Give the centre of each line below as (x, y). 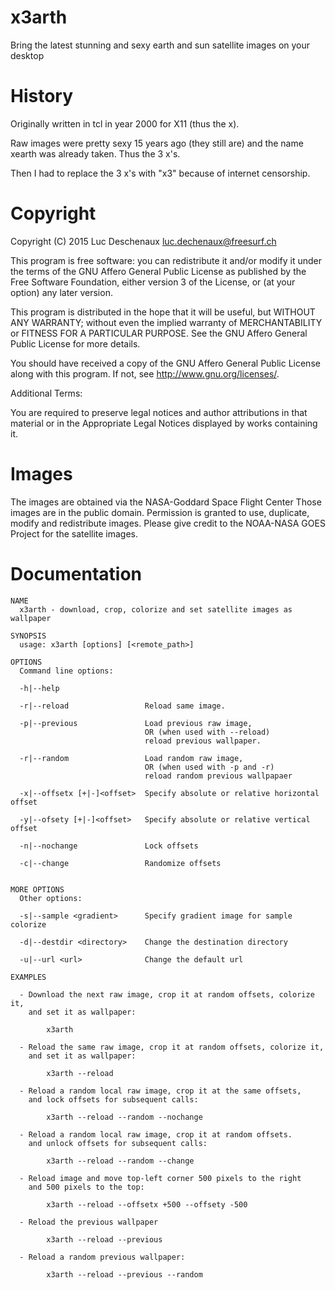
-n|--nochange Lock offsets (109, 846)
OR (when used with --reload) (207, 732)
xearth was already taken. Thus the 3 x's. (95, 153)
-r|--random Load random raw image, (131, 758)
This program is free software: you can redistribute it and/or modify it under (166, 260)
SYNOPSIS (28, 636)
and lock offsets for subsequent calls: (113, 1099)
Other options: (51, 898)
